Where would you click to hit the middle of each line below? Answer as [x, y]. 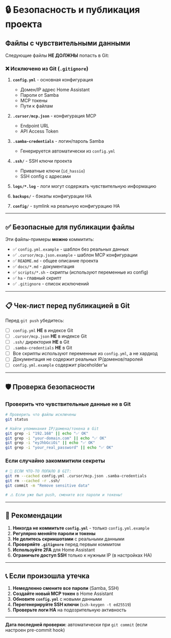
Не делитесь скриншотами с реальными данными [68, 539]
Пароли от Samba [39, 95]
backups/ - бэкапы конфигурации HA [52, 196]
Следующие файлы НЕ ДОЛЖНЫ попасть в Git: [57, 55]
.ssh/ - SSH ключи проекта [42, 161]
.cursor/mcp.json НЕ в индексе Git [50, 336]
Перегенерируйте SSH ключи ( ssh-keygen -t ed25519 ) [72, 605]
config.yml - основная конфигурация [53, 80]
